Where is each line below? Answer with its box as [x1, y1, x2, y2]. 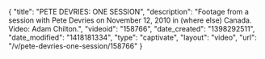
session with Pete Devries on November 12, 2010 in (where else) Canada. [8, 15, 252, 25]
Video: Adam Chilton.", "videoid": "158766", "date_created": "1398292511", [8, 24, 255, 33]
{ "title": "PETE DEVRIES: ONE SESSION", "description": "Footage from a [8, 7, 249, 16]
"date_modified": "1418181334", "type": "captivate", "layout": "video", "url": [8, 32, 257, 42]
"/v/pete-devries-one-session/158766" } [8, 41, 143, 51]
